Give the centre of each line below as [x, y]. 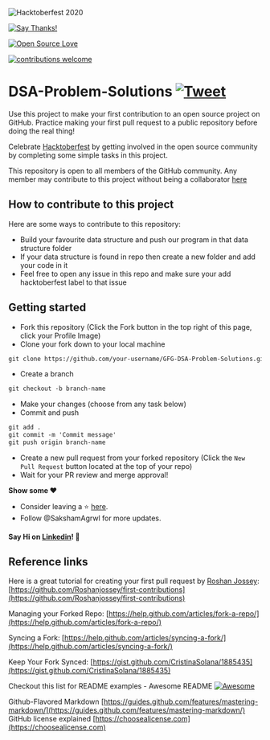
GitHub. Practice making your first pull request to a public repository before [133, 122]
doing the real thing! [41, 131]
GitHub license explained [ [52, 719]
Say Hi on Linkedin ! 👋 [44, 536]
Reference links [48, 562]
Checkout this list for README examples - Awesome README [110, 686]
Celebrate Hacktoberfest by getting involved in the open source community [133, 146]
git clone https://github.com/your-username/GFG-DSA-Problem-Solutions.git [138, 359]
